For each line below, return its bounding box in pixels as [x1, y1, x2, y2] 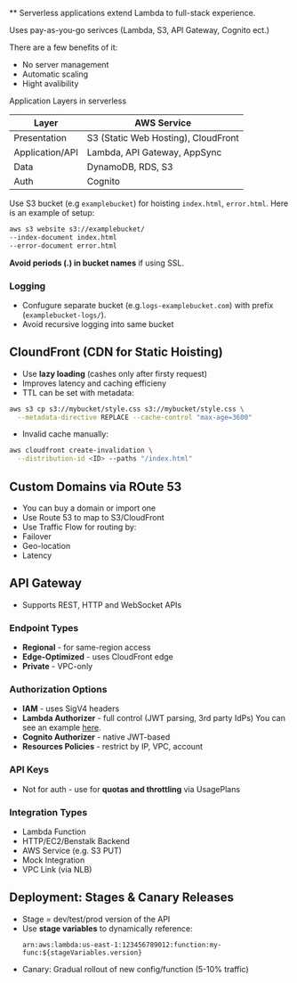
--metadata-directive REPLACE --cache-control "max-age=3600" [17, 413, 253, 422]
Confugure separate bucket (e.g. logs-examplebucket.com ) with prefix [21, 299, 274, 310]
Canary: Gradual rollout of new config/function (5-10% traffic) [21, 963, 249, 974]
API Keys [9, 764, 49, 776]
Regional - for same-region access [21, 642, 151, 653]
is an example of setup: [9, 208, 95, 217]
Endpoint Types [9, 621, 79, 634]
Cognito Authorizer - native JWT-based [21, 732, 171, 742]
